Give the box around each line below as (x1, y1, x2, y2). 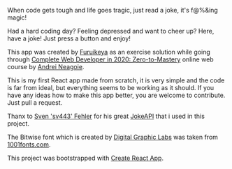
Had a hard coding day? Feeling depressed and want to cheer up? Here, (7, 27, 215, 35)
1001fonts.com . (7, 140, 51, 149)
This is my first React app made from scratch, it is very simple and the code (7, 76, 225, 84)
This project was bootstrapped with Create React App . (7, 154, 164, 162)
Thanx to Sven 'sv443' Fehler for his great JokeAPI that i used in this (7, 112, 205, 120)
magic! (7, 13, 27, 22)
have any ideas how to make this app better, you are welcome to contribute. (7, 91, 226, 99)
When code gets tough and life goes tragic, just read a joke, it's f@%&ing (7, 6, 218, 14)
